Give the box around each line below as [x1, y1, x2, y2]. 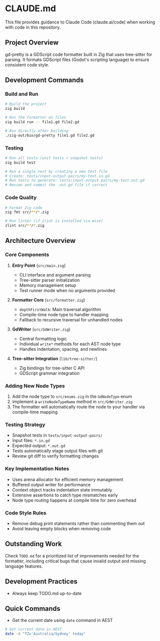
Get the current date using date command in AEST [12, 618, 113, 623]
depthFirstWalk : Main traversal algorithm [19, 306, 101, 312]
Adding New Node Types [5, 382, 65, 389]
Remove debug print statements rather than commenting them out [12, 520, 145, 526]
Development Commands [5, 76, 84, 85]
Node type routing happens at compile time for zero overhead [12, 497, 136, 503]
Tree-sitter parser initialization [19, 277, 80, 283]
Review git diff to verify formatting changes [12, 453, 99, 459]
